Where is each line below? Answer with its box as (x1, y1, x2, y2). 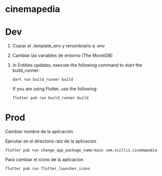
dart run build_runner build (12, 77, 73, 82)
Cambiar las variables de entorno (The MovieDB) (12, 52, 113, 58)
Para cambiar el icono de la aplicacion (5, 157, 84, 163)
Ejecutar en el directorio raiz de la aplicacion (5, 138, 97, 144)
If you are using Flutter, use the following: (12, 86, 98, 92)
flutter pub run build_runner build (12, 96, 89, 101)
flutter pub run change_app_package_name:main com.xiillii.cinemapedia (5, 148, 157, 153)
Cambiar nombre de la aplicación (5, 129, 73, 135)
